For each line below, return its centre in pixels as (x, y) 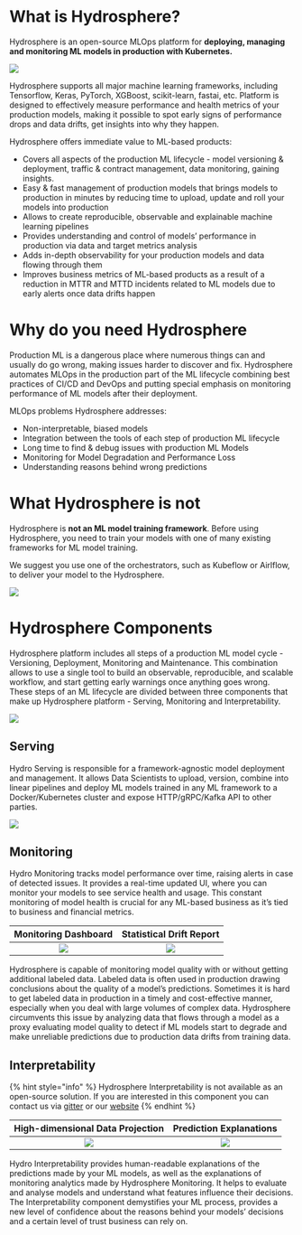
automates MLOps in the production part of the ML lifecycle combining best (150, 374)
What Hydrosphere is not (105, 504)
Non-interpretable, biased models (85, 428)
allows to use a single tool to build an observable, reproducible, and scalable (151, 672)
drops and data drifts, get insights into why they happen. (114, 124)
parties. (23, 807)
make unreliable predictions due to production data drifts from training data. (150, 1037)
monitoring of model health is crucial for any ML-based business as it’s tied (149, 903)
